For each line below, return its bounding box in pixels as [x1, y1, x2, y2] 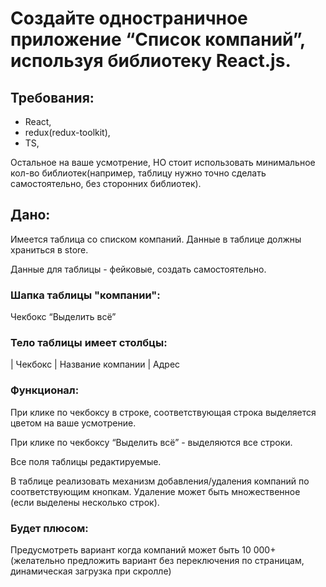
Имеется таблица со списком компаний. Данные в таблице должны [10, 233, 302, 245]
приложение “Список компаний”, [10, 28, 306, 51]
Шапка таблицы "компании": [10, 288, 161, 302]
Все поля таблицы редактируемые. [10, 455, 162, 467]
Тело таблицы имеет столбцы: [10, 336, 168, 350]
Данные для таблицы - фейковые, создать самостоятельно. [10, 263, 267, 275]
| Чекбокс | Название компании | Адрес [10, 358, 181, 371]
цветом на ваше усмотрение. [10, 417, 137, 429]
